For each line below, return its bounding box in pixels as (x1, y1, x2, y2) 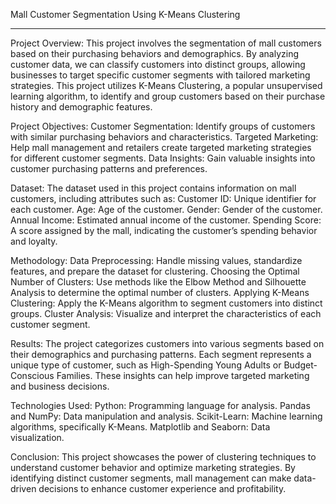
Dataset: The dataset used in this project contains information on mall (10, 182, 297, 194)
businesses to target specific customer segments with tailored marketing (10, 69, 311, 81)
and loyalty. (10, 235, 58, 247)
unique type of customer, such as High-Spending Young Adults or (10, 359, 282, 371)
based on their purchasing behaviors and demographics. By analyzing (10, 48, 299, 59)
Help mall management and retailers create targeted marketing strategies (10, 142, 312, 153)
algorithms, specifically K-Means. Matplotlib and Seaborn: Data (10, 421, 271, 433)
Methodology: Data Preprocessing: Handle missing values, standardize (10, 255, 303, 266)
